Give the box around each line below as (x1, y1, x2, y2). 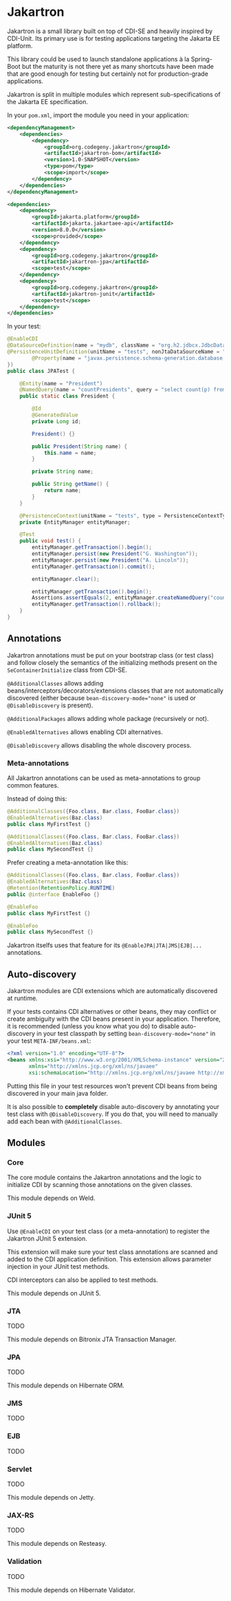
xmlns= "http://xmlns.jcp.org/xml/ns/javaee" (28, 1063, 158, 1070)
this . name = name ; (43, 449, 97, 456)
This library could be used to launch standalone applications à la (7, 54, 190, 63)
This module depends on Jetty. (7, 1493, 96, 1502)
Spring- (190, 54, 213, 63)
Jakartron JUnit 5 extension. (7, 1234, 88, 1243)
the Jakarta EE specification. (7, 97, 88, 105)
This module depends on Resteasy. (7, 1540, 107, 1548)
